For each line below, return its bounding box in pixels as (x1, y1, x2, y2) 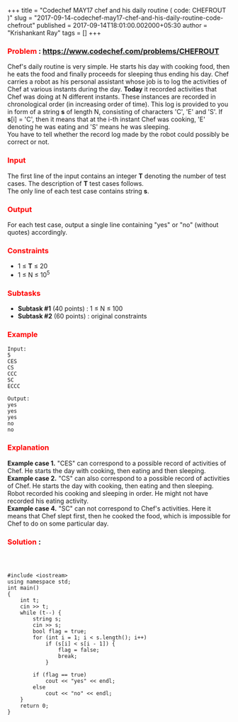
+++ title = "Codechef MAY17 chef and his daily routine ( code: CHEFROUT (7, 6, 227, 14)
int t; (20, 596, 40, 604)
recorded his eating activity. (7, 496, 89, 505)
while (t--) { (20, 609, 62, 616)
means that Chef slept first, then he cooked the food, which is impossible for (7, 511, 231, 520)
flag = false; (57, 646, 100, 653)
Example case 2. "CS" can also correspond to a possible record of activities (7, 474, 230, 482)
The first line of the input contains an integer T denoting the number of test (7, 172, 227, 180)
